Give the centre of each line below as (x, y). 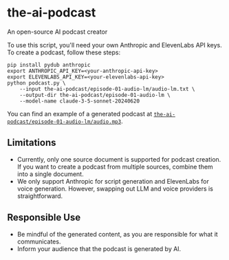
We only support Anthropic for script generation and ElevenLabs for (113, 181)
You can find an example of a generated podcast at (80, 113)
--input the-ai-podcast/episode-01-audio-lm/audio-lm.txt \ (107, 89)
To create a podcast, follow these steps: (64, 52)
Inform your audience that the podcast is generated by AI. (99, 248)
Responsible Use (44, 218)
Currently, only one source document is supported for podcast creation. (119, 159)
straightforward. (40, 196)
